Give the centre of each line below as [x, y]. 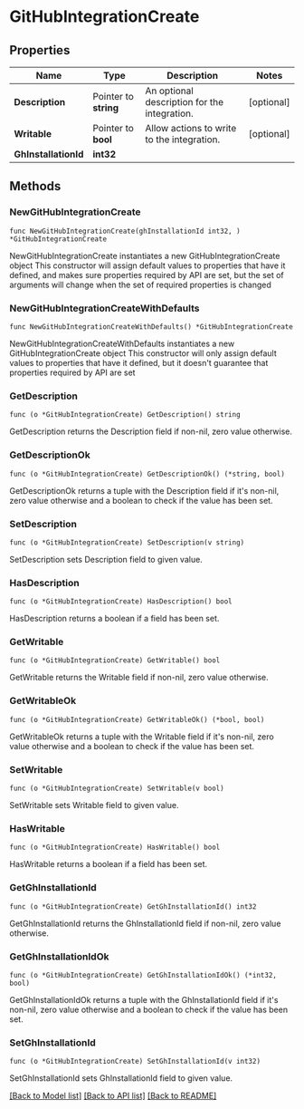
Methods [35, 186]
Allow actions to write [190, 128]
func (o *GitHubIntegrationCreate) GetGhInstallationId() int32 [133, 906]
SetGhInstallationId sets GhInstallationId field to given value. [121, 1078]
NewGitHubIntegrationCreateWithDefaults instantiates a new [122, 343]
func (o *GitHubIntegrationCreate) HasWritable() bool [115, 848]
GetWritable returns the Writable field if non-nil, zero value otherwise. [139, 678]
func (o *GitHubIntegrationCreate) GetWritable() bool [115, 661]
